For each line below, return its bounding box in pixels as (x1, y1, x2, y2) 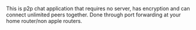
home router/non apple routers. (6, 18, 83, 24)
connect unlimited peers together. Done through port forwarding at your (6, 11, 181, 18)
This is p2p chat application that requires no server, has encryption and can (6, 5, 190, 12)
